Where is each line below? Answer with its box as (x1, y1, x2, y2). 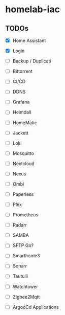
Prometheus (12, 212, 39, 218)
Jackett (12, 129, 29, 136)
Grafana (12, 99, 30, 105)
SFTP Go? (12, 242, 34, 249)
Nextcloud (12, 160, 35, 167)
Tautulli (12, 273, 28, 279)
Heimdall (12, 109, 31, 116)
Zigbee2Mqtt (12, 294, 40, 300)
